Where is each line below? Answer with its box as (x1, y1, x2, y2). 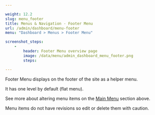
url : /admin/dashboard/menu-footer (5, 25, 80, 30)
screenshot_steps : (5, 39, 44, 44)
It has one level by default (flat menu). (5, 85, 84, 91)
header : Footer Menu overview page (23, 48, 98, 53)
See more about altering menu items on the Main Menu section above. (5, 95, 150, 101)
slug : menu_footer (5, 16, 44, 21)
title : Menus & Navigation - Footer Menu (5, 21, 93, 26)
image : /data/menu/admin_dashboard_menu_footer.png (23, 53, 134, 58)
